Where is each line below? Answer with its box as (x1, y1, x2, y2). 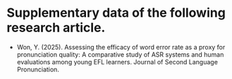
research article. (6, 20, 106, 36)
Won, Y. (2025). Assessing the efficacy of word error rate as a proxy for (16, 43, 226, 51)
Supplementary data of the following (6, 5, 226, 21)
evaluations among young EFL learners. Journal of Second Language (16, 57, 218, 66)
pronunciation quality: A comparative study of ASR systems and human (16, 50, 224, 59)
